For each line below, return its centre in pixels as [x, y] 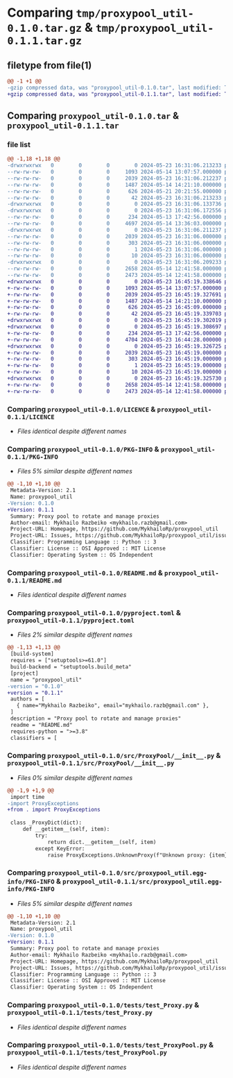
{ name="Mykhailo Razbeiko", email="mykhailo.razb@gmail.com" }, [113, 706]
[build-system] [32, 654]
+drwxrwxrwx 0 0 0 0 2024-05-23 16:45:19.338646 [114, 281]
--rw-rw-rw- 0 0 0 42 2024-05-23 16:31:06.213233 [114, 198]
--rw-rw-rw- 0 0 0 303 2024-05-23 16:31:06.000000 [114, 243]
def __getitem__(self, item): [66, 829]
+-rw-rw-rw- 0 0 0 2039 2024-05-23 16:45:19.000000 [114, 353]
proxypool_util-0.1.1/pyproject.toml [71, 620]
